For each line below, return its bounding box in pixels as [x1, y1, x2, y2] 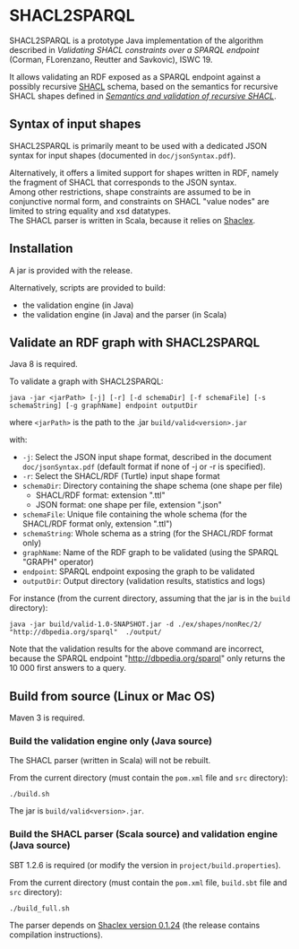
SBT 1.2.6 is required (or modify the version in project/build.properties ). [9, 859, 281, 870]
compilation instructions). [9, 929, 103, 940]
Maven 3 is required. [9, 712, 85, 723]
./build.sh [9, 790, 50, 799]
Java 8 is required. [9, 359, 78, 370]
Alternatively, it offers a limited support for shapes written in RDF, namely [9, 167, 279, 178]
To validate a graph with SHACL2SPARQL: [9, 376, 164, 387]
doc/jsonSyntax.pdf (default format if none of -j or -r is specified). [21, 461, 266, 472]
